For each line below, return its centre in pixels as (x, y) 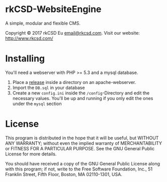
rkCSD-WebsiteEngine (53, 9)
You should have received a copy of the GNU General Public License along (82, 163)
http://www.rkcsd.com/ (29, 38)
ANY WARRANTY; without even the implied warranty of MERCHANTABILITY (84, 143)
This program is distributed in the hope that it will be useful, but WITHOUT (82, 138)
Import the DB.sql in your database (49, 87)
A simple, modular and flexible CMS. (43, 23)
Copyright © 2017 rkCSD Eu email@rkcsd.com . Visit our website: (72, 33)
